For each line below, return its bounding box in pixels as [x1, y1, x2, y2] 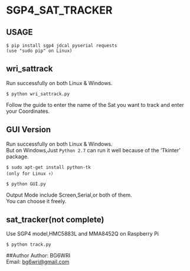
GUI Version [6, 125, 51, 135]
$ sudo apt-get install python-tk [6, 164, 91, 170]
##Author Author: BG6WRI [6, 252, 71, 259]
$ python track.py [6, 241, 51, 248]
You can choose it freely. [6, 197, 67, 204]
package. [6, 153, 29, 160]
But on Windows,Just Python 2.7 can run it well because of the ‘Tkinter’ [6, 146, 181, 154]
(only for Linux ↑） [6, 171, 56, 177]
